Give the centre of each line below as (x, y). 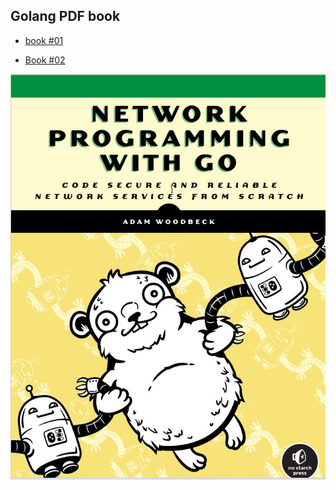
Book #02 (45, 60)
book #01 (44, 40)
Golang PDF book (65, 16)
